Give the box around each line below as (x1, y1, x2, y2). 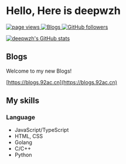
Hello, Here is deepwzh (6, 4, 121, 18)
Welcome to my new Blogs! (6, 67, 72, 74)
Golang (14, 139, 32, 146)
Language (6, 113, 36, 121)
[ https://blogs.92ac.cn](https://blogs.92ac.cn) (6, 78, 117, 86)
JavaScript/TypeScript (14, 127, 69, 134)
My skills (6, 95, 40, 106)
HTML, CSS (14, 133, 43, 140)
